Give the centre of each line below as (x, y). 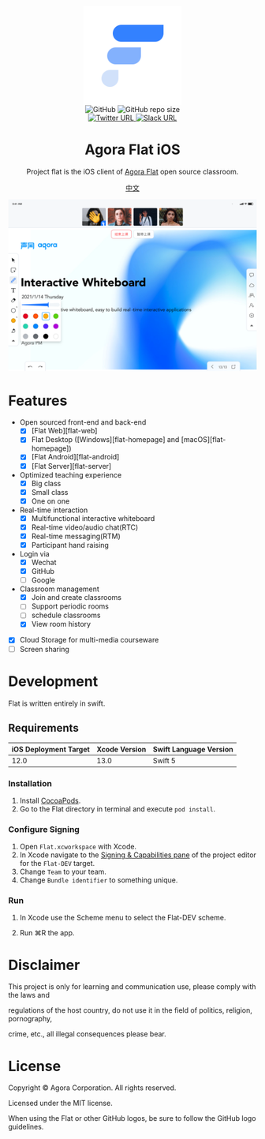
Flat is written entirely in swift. (57, 703)
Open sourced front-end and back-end (83, 422)
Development (53, 681)
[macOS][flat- (203, 440)
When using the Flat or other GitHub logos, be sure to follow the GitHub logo (132, 1118)
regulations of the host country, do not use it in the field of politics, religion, (130, 1010)
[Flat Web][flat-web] (64, 431)
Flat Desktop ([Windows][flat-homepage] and (105, 440)
